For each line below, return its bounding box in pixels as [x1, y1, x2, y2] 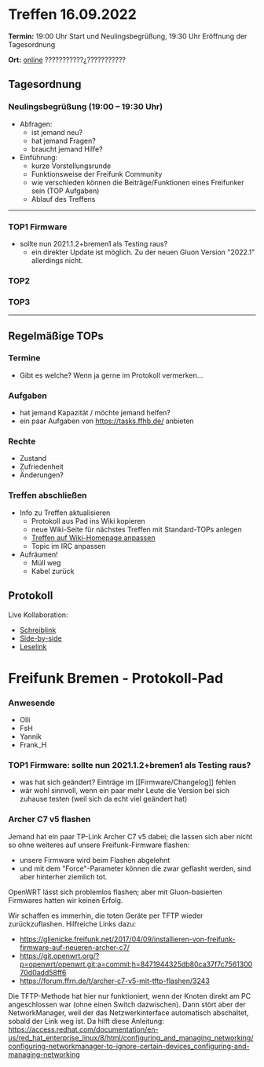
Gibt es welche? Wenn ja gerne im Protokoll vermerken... [19, 371, 203, 380]
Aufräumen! [19, 550, 59, 559]
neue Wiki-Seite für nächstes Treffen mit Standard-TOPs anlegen [31, 524, 242, 534]
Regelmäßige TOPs [8, 329, 104, 342]
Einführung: [19, 152, 58, 162]
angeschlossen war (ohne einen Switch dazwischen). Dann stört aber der [8, 999, 246, 1009]
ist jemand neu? [31, 127, 83, 137]
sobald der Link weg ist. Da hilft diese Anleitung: [8, 1016, 165, 1025]
